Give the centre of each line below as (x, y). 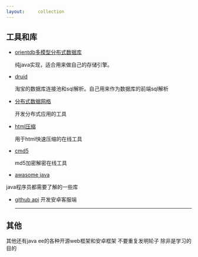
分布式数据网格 (33, 102)
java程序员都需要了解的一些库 (42, 187)
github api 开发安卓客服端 (46, 200)
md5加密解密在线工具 (41, 163)
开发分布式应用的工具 (40, 114)
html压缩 (25, 126)
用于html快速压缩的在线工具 (48, 139)
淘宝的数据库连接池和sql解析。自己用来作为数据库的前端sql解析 (92, 89)
